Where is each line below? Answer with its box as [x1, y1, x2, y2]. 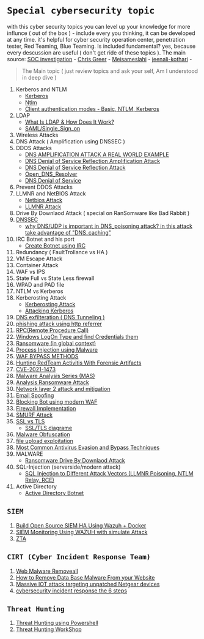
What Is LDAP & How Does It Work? [24, 118, 115, 126]
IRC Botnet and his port [15, 235, 75, 243]
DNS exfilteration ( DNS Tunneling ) [15, 313, 105, 320]
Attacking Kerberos [24, 307, 74, 314]
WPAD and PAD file [15, 281, 65, 288]
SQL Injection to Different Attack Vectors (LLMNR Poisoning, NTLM [24, 469, 194, 477]
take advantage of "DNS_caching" [24, 229, 112, 236]
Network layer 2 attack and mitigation [15, 385, 111, 392]
